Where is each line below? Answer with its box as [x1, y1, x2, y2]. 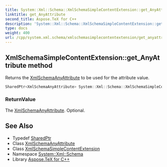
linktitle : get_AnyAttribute [5, 12, 66, 17]
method [28, 61, 53, 70]
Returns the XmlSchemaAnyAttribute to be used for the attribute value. [5, 74, 150, 80]
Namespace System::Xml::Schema [12, 151, 83, 157]
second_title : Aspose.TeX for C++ [5, 16, 77, 21]
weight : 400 [5, 30, 30, 35]
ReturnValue [5, 96, 36, 103]
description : [5, 21, 32, 26]
